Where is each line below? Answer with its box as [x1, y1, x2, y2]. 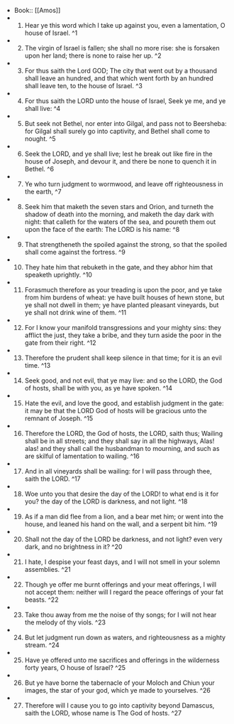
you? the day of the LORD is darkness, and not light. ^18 [24, 497, 188, 506]
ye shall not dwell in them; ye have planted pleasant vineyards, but [24, 301, 219, 309]
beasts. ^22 [24, 595, 59, 604]
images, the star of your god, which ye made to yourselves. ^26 [24, 686, 211, 694]
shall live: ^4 [24, 105, 61, 112]
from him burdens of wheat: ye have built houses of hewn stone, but [24, 293, 225, 302]
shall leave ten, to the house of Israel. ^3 [24, 82, 143, 90]
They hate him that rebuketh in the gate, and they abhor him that [24, 263, 213, 271]
